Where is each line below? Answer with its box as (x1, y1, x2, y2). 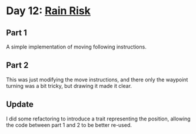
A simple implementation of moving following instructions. (6, 43, 147, 50)
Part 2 (6, 60, 29, 70)
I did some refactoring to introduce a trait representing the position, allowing (6, 115, 191, 122)
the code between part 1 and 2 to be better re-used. (6, 121, 132, 128)
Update (6, 99, 34, 110)
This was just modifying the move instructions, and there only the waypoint (6, 76, 188, 83)
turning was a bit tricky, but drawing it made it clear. (6, 82, 132, 89)
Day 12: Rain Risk (6, 4, 91, 18)
